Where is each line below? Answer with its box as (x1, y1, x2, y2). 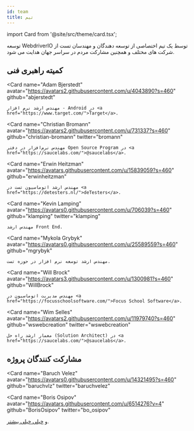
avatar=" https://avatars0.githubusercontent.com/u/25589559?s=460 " (7, 241, 179, 248)
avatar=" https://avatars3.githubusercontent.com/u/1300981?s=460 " (7, 275, 174, 282)
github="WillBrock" (7, 282, 54, 289)
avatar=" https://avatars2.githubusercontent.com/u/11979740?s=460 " (7, 315, 176, 322)
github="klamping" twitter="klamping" (7, 213, 101, 220)
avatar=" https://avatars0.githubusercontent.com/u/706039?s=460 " (7, 206, 172, 213)
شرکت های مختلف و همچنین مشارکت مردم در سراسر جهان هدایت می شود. (7, 48, 174, 55)
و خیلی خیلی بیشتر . (7, 418, 49, 425)
